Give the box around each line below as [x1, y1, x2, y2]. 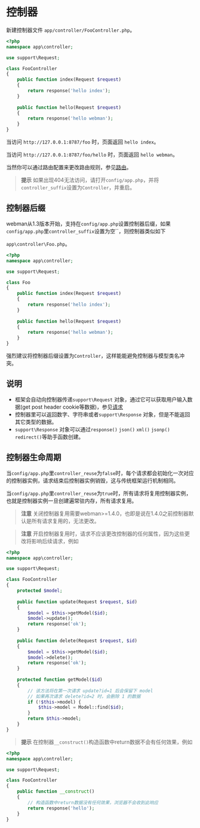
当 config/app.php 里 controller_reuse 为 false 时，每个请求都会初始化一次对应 [6, 469, 194, 476]
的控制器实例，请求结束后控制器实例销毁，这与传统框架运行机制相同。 [6, 477, 179, 484]
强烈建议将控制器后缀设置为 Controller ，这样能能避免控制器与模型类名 [6, 352, 180, 359]
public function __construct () [17, 789, 95, 794]
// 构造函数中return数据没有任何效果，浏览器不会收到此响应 [27, 799, 159, 805]
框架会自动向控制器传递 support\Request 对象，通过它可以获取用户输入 [14, 395, 188, 403]
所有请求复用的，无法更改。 [31, 517, 100, 524]
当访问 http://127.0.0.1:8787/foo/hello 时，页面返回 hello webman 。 [6, 151, 178, 159]
